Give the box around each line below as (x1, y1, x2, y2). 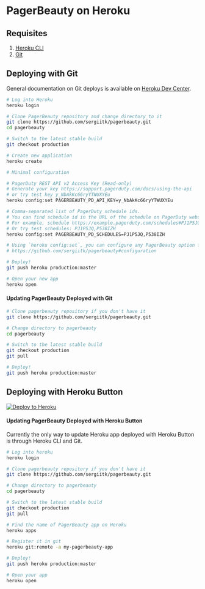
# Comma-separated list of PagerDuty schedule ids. (6, 209, 140, 215)
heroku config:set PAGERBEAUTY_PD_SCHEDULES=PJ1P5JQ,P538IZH (6, 231, 165, 238)
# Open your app (6, 572, 48, 578)
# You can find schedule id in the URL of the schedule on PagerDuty (6, 214, 187, 220)
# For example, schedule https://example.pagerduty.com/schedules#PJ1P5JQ (6, 220, 201, 226)
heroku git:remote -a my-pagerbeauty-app (6, 544, 113, 550)
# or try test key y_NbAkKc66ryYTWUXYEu (6, 192, 111, 198)
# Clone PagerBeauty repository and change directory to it (6, 113, 163, 119)
